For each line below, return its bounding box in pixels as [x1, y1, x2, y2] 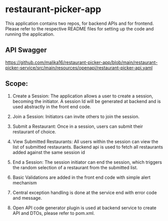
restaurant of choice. [12, 128, 57, 135]
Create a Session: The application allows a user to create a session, [12, 93, 153, 99]
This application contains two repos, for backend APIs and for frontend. [5, 20, 154, 26]
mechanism [12, 179, 37, 186]
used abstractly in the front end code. [12, 103, 91, 109]
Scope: [5, 80, 28, 88]
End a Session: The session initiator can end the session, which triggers [12, 159, 162, 165]
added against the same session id [12, 149, 85, 155]
